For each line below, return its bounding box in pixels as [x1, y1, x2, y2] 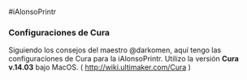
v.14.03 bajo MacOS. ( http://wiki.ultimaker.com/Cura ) [8, 62, 191, 72]
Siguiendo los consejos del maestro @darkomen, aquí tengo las [8, 45, 222, 55]
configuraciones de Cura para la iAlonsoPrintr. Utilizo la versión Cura [8, 54, 240, 64]
